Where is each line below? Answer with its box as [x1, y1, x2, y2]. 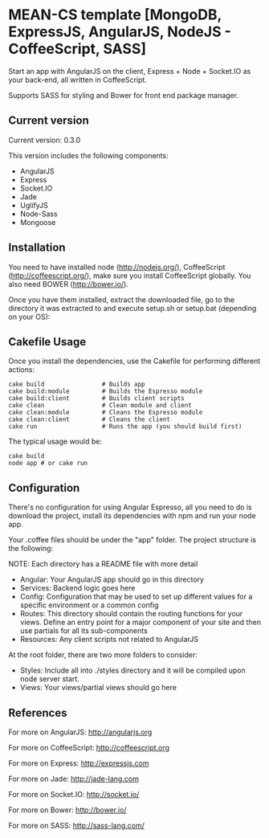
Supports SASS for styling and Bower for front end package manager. [8, 90, 239, 100]
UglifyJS [19, 200, 48, 210]
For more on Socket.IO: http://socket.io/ [8, 790, 140, 799]
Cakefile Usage [8, 335, 87, 349]
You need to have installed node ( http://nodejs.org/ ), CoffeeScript [8, 262, 226, 272]
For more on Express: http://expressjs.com [8, 758, 149, 768]
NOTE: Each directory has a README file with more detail [8, 559, 198, 569]
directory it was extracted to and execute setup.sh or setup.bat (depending [8, 303, 257, 313]
